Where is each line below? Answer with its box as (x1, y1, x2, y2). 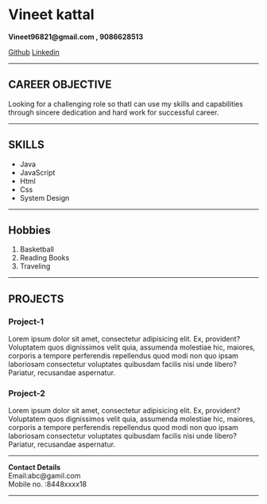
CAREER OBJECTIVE (8, 78, 112, 92)
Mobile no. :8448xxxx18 (8, 479, 87, 489)
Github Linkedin (8, 47, 60, 57)
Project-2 (8, 388, 46, 399)
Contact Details (8, 463, 61, 472)
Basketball (19, 244, 54, 254)
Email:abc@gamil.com (8, 471, 81, 481)
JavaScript (19, 167, 56, 177)
